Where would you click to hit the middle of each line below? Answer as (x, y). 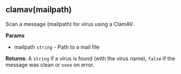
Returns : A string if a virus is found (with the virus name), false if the (90, 58)
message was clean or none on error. (50, 65)
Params (15, 36)
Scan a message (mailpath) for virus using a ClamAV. (70, 24)
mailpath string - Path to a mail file (57, 47)
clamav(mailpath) (39, 10)
